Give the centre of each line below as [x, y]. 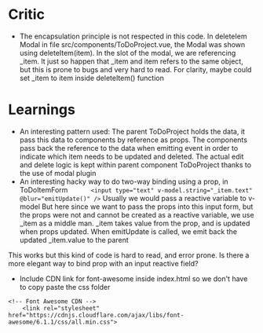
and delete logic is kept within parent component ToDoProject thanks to [135, 165]
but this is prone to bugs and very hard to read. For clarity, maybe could [135, 69]
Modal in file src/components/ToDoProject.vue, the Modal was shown [132, 44]
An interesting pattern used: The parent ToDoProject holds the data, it [132, 131]
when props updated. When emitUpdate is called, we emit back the [128, 231]
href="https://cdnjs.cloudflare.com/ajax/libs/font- [96, 315]
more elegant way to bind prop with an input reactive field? [103, 263]
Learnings [42, 110]
